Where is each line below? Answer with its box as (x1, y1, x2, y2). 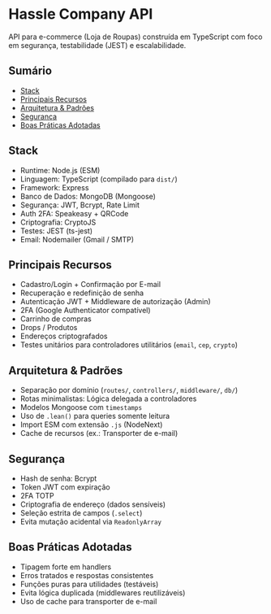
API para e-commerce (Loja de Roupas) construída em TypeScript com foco (8, 32, 263, 41)
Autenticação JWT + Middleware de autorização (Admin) (19, 297, 211, 307)
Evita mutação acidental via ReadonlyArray (19, 517, 162, 526)
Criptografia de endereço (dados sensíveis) (19, 499, 166, 509)
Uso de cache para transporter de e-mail (19, 596, 157, 606)
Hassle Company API (8, 5, 153, 24)
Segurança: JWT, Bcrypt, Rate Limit (19, 200, 140, 210)
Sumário (8, 64, 53, 78)
